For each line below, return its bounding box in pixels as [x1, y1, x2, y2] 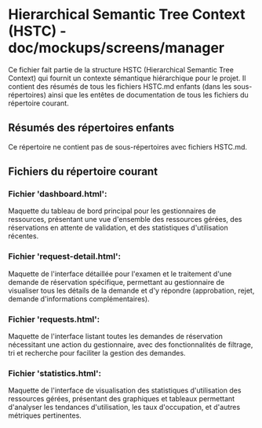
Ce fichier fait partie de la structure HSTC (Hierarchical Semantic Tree [8, 65, 234, 74]
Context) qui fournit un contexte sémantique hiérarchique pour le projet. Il [8, 73, 246, 83]
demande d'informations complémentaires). [8, 293, 151, 304]
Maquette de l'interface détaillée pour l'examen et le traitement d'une [8, 269, 232, 279]
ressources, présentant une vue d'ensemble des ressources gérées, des [8, 215, 242, 224]
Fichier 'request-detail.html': [8, 251, 122, 262]
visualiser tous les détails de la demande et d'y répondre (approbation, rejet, [8, 286, 255, 295]
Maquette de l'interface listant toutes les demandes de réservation [8, 332, 224, 341]
